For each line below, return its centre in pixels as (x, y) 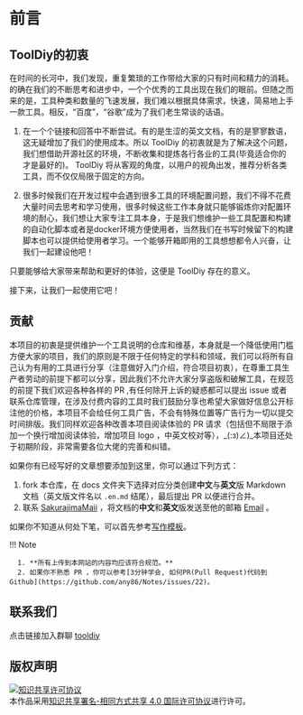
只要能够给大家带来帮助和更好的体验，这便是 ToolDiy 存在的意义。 (132, 271)
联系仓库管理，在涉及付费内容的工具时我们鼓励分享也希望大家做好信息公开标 (151, 401)
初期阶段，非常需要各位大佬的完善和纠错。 (96, 446)
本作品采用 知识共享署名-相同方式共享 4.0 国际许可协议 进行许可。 (130, 701)
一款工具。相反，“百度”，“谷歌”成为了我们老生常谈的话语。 (119, 112)
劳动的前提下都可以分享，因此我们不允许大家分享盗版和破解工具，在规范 (159, 378)
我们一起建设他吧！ (58, 252)
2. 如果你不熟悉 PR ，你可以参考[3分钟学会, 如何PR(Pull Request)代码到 (142, 572)
